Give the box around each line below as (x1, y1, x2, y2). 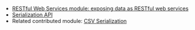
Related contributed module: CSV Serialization (11, 18, 127, 24)
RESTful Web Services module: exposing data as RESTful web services (11, 5, 189, 12)
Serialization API (11, 11, 53, 18)
